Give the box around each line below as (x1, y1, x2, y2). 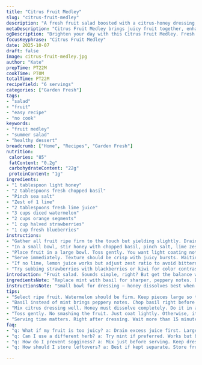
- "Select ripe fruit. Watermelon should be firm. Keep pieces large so (6, 294, 192, 300)
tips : (6, 288, 20, 295)
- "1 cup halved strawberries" (6, 221, 85, 227)
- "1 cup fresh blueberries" (6, 227, 79, 233)
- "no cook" (6, 115, 36, 121)
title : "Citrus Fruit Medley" (6, 8, 82, 15)
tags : (6, 93, 20, 99)
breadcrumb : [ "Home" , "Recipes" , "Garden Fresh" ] (6, 143, 133, 149)
